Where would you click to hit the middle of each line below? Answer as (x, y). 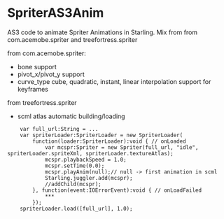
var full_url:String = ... (59, 129)
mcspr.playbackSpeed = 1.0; (86, 160)
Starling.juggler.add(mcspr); (89, 178)
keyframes (33, 89)
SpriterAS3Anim (56, 13)
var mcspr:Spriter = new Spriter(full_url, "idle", (121, 147)
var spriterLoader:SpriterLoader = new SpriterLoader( (101, 135)
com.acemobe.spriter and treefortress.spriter (72, 39)
